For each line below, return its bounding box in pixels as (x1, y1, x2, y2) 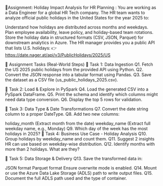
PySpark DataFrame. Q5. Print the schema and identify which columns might (5, 92, 158, 97)
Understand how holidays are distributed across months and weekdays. (5, 24, 148, 30)
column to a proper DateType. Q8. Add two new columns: (5, 111, 120, 117)
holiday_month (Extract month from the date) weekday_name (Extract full (5, 121, 151, 126)
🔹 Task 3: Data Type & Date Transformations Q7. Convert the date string (5, 106, 148, 111)
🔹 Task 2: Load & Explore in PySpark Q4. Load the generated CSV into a (5, 86, 149, 92)
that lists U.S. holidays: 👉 (5, 45, 57, 51)
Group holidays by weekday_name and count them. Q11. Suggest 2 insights (5, 136, 155, 141)
